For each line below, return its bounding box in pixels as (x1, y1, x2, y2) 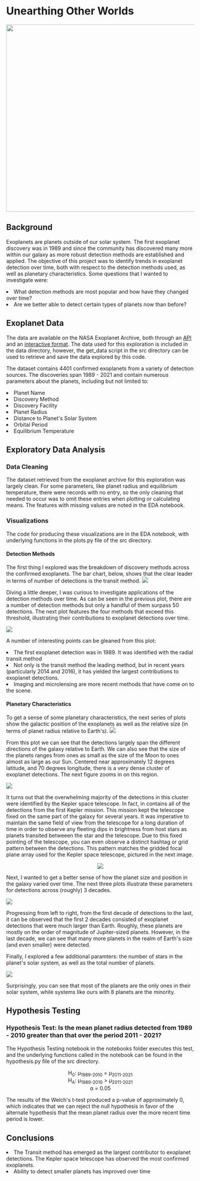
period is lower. (6, 1116, 44, 1123)
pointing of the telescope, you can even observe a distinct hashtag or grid (6, 838, 188, 845)
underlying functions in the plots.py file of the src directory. (6, 536, 152, 543)
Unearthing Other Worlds (6, 4, 134, 18)
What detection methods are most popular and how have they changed (14, 288, 189, 295)
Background (6, 222, 53, 232)
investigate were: (6, 276, 49, 283)
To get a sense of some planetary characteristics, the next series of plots (6, 714, 186, 721)
